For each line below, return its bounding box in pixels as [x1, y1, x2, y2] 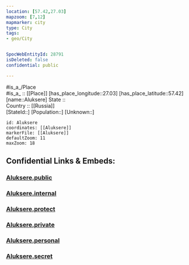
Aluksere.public [6, 173, 52, 181]
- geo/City [6, 36, 33, 42]
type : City [6, 25, 33, 31]
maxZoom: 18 [6, 140, 35, 146]
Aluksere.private [6, 221, 55, 229]
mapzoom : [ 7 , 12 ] [6, 14, 45, 20]
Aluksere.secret [6, 252, 53, 260]
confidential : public [6, 62, 59, 68]
